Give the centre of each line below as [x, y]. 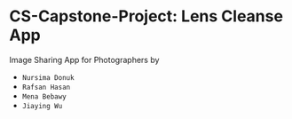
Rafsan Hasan [46, 87]
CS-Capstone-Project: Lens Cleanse [146, 16]
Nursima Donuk [48, 77]
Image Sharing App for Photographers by [84, 59]
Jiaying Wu [42, 106]
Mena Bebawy [44, 96]
